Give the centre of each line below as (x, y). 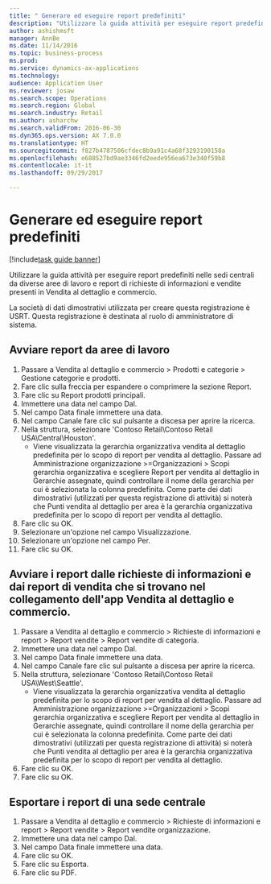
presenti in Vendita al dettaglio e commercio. (83, 291)
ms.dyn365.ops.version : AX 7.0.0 (65, 135)
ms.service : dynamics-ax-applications (74, 68)
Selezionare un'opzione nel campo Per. (86, 540)
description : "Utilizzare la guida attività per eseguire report (121, 23)
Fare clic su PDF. (49, 873)
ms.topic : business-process (56, 53)
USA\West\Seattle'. (52, 683)
